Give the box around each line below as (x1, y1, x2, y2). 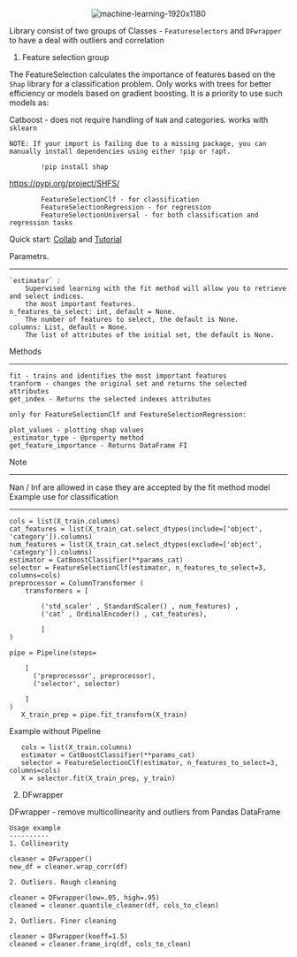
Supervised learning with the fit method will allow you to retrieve (25, 284, 287, 293)
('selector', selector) (32, 679, 121, 688)
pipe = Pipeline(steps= (9, 648, 97, 657)
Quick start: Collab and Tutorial (9, 234, 122, 244)
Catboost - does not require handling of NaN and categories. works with (9, 115, 269, 125)
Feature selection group (21, 52, 110, 62)
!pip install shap (41, 163, 109, 172)
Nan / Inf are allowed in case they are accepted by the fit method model (9, 482, 270, 493)
